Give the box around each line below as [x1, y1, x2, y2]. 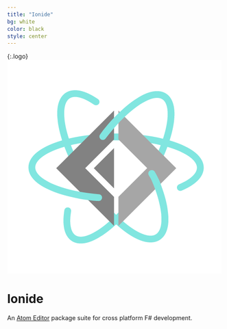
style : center [7, 33, 48, 40]
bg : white [7, 18, 36, 25]
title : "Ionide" [7, 11, 53, 18]
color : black [7, 25, 45, 32]
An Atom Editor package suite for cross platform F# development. [7, 314, 193, 322]
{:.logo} [7, 52, 29, 61]
